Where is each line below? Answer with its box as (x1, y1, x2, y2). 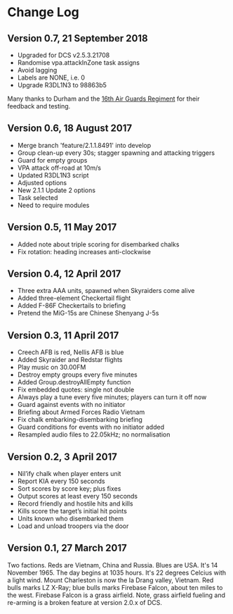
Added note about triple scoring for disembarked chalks (17, 240, 180, 249)
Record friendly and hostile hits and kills (17, 499, 133, 508)
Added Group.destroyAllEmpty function (17, 378, 131, 387)
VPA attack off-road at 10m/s (17, 163, 102, 172)
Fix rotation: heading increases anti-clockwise (17, 247, 151, 256)
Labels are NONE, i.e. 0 (17, 73, 86, 82)
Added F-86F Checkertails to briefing (17, 301, 126, 310)
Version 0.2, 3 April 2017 (7, 451, 118, 463)
